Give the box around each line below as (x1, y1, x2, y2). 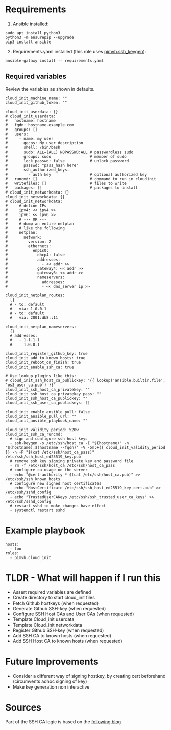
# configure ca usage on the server (10, 467, 88, 473)
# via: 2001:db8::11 (10, 315, 58, 320)
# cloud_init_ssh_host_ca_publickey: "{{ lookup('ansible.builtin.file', (5, 378, 166, 383)
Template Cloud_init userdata (12, 616, 75, 622)
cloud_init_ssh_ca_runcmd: (5, 432, 63, 437)
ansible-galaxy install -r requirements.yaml (5, 58, 104, 63)
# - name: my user (5, 136, 54, 141)
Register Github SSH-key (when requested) (12, 627, 104, 633)
